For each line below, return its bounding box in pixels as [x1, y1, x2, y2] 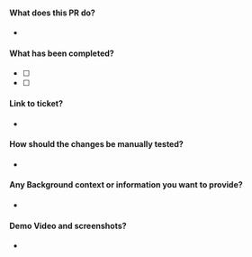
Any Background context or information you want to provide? [9, 179, 243, 190]
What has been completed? [9, 48, 114, 59]
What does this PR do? [9, 7, 96, 18]
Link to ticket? [9, 98, 64, 108]
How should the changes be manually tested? [9, 139, 184, 150]
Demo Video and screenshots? [9, 220, 128, 231]
